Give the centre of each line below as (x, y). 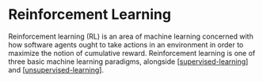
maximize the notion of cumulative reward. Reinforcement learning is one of (132, 53)
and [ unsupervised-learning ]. (56, 69)
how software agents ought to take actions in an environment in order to (126, 44)
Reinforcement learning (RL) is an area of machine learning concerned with (131, 36)
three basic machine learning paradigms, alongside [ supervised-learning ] (128, 61)
